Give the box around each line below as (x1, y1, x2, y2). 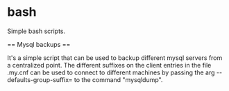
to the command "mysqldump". (74, 75, 163, 83)
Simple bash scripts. (7, 27, 66, 35)
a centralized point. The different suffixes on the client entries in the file (7, 61, 212, 69)
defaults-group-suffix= (7, 75, 73, 83)
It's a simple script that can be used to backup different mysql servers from (7, 53, 223, 62)
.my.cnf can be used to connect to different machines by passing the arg (7, 68, 215, 77)
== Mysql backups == (7, 40, 71, 48)
